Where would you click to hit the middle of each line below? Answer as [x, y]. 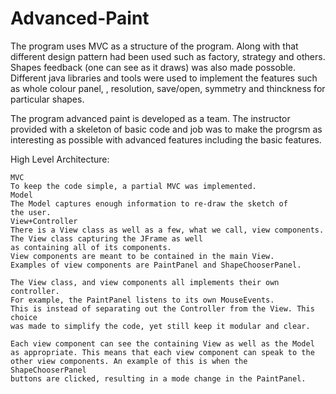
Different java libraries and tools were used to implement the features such [164, 78]
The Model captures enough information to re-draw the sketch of [149, 203]
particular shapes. [47, 99]
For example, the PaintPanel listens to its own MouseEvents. [142, 300]
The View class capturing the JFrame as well [106, 238]
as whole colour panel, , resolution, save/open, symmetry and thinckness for [168, 88]
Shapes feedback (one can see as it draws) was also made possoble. [153, 67]
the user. [31, 212]
